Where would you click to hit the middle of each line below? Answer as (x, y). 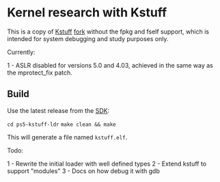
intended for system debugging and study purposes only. (88, 38)
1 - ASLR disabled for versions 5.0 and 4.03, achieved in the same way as (110, 65)
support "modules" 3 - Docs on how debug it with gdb (84, 171)
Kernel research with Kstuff (87, 13)
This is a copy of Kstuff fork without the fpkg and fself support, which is (108, 31)
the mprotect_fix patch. (40, 73)
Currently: (21, 52)
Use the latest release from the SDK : (58, 110)
